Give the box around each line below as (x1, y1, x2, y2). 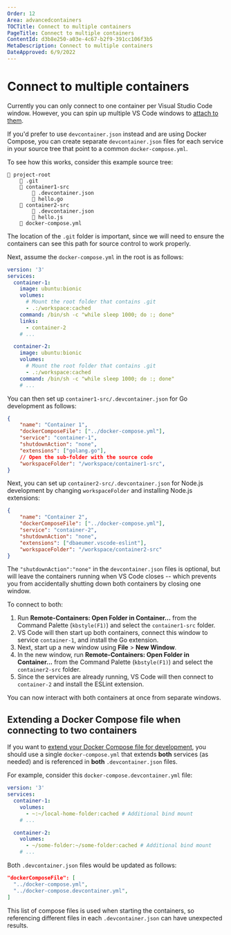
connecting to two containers (7, 724, 137, 736)
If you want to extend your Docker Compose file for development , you (7, 743, 206, 751)
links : (19, 317, 39, 324)
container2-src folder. (17, 665, 81, 674)
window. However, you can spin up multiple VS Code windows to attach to (7, 109, 219, 117)
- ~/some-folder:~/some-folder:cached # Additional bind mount (25, 842, 212, 849)
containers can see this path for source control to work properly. (7, 239, 192, 247)
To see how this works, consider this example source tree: (7, 157, 174, 166)
